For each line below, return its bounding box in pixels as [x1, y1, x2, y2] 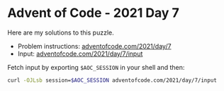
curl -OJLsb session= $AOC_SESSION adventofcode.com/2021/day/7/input [7, 76, 218, 84]
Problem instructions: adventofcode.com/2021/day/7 [17, 42, 172, 50]
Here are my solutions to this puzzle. [7, 28, 115, 37]
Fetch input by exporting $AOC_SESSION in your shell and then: [7, 63, 185, 71]
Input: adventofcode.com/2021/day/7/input [17, 49, 143, 58]
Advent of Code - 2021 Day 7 [7, 5, 179, 21]
